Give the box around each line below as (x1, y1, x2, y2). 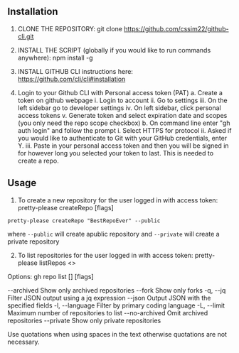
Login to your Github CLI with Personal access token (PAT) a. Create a (17, 88, 223, 97)
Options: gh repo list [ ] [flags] (7, 272, 94, 281)
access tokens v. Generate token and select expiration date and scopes (17, 111, 228, 119)
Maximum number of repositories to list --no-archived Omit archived (7, 308, 208, 317)
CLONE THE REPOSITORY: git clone (17, 24, 123, 33)
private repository (7, 237, 60, 246)
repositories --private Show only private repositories (7, 316, 161, 325)
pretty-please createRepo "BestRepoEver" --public (7, 217, 161, 224)
